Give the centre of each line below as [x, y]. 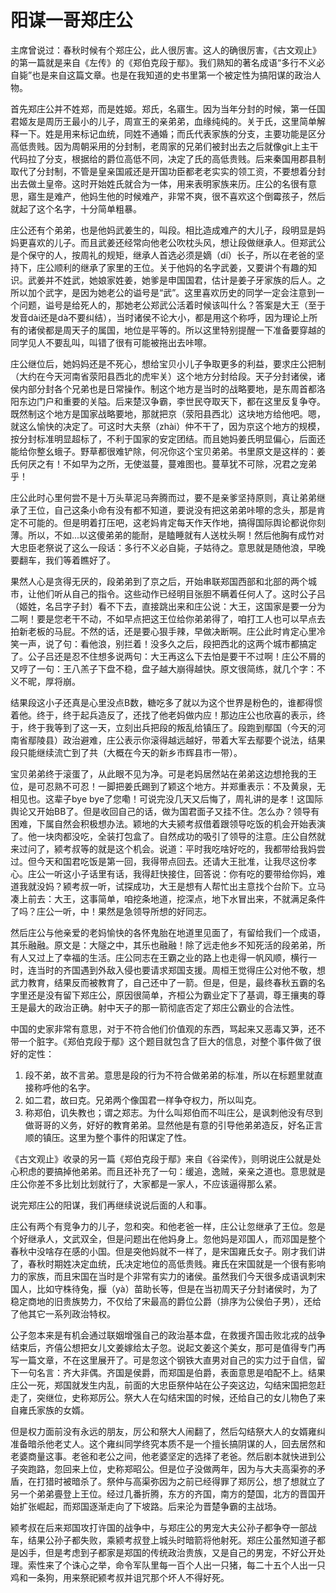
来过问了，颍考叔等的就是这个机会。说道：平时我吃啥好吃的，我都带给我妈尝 [168, 848]
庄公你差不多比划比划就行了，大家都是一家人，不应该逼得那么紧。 [146, 1183]
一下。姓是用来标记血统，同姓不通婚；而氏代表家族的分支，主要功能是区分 [172, 133]
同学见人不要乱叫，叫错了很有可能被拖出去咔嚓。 [111, 342]
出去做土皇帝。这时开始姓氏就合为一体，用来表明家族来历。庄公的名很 [155, 183]
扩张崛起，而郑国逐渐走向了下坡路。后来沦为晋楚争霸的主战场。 [150, 1506]
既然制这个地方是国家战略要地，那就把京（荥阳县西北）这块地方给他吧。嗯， [168, 413]
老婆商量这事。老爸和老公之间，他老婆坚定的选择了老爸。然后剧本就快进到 [163, 1456]
